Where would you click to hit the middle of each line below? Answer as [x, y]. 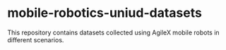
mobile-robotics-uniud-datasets [105, 13]
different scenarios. [36, 39]
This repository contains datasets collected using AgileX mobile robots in [114, 32]
